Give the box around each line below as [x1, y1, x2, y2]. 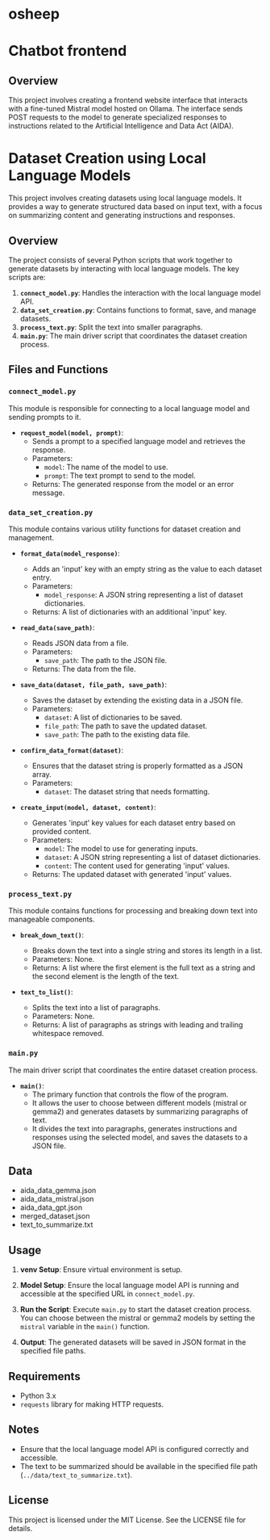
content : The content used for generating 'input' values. [44, 861, 231, 871]
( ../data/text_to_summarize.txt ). [19, 1470, 133, 1479]
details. [8, 1523, 33, 1533]
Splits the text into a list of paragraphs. [31, 1003, 161, 1013]
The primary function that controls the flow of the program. [31, 1089, 229, 1099]
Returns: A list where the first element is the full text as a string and [31, 963, 255, 973]
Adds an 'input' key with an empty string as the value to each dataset [31, 564, 263, 573]
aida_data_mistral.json [19, 1194, 94, 1204]
